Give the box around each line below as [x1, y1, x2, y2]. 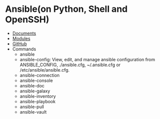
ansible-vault [19, 109, 47, 115]
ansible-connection [19, 72, 60, 78]
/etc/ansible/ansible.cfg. [19, 67, 70, 73]
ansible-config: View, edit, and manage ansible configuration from [19, 56, 156, 62]
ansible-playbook [19, 98, 56, 104]
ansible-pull [19, 104, 44, 110]
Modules [12, 36, 31, 41]
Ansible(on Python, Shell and [5, 3, 128, 15]
